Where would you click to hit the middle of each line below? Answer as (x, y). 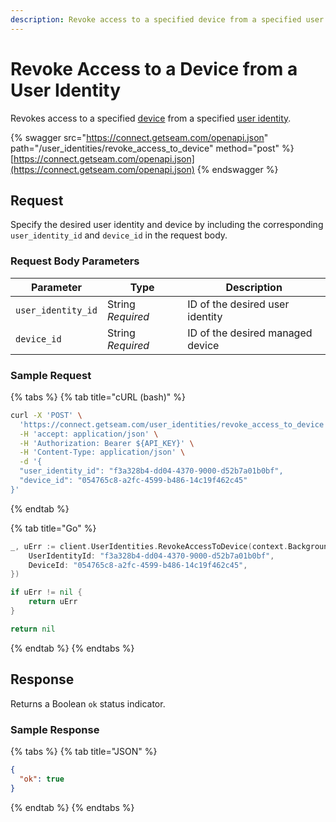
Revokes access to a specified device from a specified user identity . (151, 118)
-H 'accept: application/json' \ (89, 434)
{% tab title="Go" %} (53, 528)
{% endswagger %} (237, 169)
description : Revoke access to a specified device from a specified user (167, 19)
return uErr (53, 602)
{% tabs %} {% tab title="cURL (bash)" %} (98, 397)
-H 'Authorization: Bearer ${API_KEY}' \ (107, 443)
